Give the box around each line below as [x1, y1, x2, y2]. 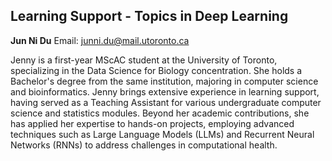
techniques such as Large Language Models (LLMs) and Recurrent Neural [10, 128, 315, 140]
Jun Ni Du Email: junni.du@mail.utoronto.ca [10, 34, 190, 46]
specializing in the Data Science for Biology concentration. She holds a [10, 64, 303, 76]
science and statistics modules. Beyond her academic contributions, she [10, 107, 310, 119]
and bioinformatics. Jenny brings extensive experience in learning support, [10, 85, 320, 98]
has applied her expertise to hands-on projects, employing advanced [10, 117, 295, 129]
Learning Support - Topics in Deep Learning [10, 8, 289, 25]
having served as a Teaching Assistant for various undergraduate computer [10, 96, 322, 108]
